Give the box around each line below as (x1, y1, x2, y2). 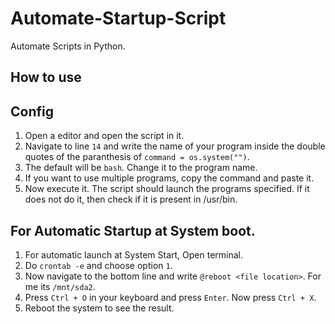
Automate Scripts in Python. (10, 40, 126, 52)
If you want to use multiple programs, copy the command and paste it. (24, 172, 315, 184)
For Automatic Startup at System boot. (10, 222, 256, 239)
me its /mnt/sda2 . (24, 280, 96, 292)
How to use (10, 69, 82, 86)
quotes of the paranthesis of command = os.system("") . (24, 151, 250, 163)
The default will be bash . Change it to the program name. (24, 162, 258, 174)
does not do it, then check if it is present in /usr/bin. (24, 193, 238, 206)
